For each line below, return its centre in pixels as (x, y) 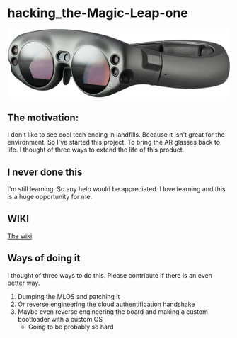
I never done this (45, 172)
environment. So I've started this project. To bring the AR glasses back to (114, 142)
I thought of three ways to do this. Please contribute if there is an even (110, 275)
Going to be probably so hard (71, 327)
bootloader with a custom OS (60, 319)
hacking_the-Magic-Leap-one (98, 13)
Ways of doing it (44, 258)
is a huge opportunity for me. (50, 197)
